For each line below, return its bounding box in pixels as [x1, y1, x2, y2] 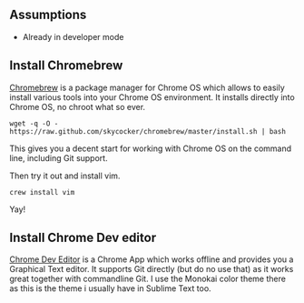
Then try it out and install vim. [9, 170, 121, 181]
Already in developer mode [22, 31, 124, 42]
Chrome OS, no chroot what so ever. [9, 101, 146, 112]
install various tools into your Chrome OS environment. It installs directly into [9, 91, 295, 103]
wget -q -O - [9, 118, 59, 128]
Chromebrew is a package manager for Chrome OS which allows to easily [9, 82, 286, 93]
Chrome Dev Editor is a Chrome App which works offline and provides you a [9, 254, 294, 265]
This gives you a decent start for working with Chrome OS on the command [9, 143, 292, 154]
